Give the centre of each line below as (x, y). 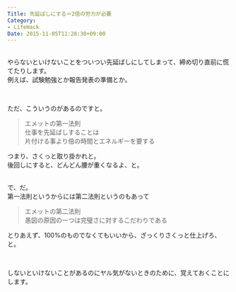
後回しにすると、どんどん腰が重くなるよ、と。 (75, 165)
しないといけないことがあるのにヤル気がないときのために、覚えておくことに (118, 273)
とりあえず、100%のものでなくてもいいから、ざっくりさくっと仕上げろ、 (114, 235)
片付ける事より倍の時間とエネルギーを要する (90, 141)
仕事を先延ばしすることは (62, 132)
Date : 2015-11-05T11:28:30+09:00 (57, 34)
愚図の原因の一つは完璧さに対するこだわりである (96, 221)
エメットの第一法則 (53, 124)
